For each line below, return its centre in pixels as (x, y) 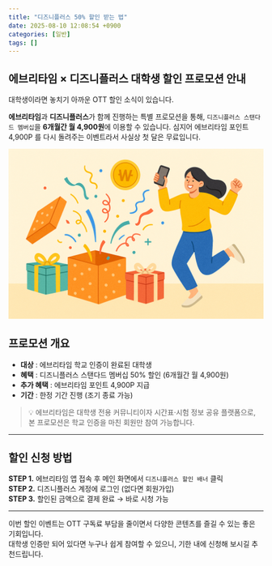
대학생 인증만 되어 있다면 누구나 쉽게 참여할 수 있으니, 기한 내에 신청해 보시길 (129, 544)
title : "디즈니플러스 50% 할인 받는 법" (68, 17)
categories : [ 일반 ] (40, 34)
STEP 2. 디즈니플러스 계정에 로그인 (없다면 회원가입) (91, 489)
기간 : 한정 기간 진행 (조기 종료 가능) (76, 395)
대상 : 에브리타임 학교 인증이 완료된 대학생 (86, 364)
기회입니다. (26, 534)
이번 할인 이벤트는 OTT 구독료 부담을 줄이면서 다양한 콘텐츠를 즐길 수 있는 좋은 (132, 524)
